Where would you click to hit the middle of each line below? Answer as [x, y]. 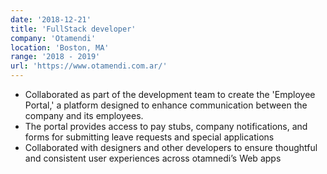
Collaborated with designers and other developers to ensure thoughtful [171, 147]
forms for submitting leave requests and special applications [149, 137]
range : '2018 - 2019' [55, 57]
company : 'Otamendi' [53, 38]
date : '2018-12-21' [51, 19]
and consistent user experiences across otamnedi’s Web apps [153, 158]
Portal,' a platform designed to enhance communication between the [166, 105]
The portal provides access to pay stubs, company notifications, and [166, 126]
